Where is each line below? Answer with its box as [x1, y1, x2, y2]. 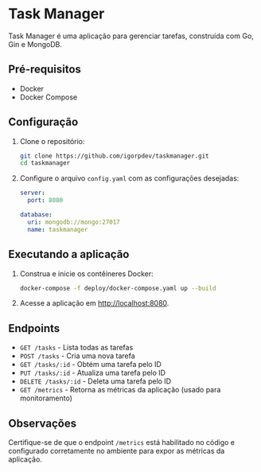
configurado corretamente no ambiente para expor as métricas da [8, 447, 225, 455]
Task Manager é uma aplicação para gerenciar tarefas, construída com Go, [8, 31, 255, 41]
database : [19, 211, 53, 219]
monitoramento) [19, 393, 73, 403]
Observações [8, 416, 77, 430]
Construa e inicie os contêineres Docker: [19, 268, 154, 279]
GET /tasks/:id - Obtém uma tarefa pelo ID [19, 360, 162, 369]
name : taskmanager [27, 225, 88, 233]
